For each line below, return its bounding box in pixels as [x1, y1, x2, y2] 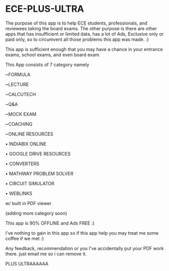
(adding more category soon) [5, 210, 68, 216]
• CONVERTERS [5, 161, 39, 167]
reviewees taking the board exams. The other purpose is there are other [5, 25, 157, 31]
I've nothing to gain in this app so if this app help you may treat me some [5, 230, 159, 236]
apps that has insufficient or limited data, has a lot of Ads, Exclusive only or [5, 31, 164, 37]
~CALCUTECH [5, 91, 36, 97]
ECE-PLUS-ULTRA [5, 3, 84, 15]
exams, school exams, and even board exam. [5, 52, 101, 58]
